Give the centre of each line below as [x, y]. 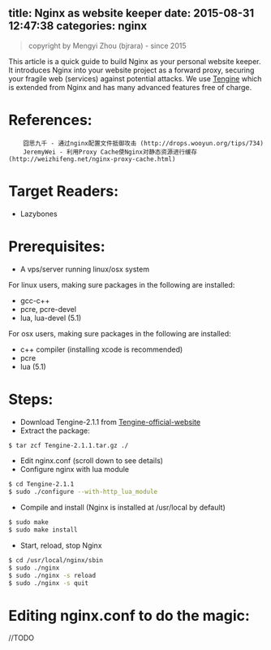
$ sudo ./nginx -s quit [49, 583]
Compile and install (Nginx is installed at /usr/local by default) [123, 508]
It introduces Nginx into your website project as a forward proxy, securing [131, 70]
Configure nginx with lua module [75, 470]
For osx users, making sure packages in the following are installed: [120, 333]
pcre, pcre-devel [48, 309]
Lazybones [39, 214]
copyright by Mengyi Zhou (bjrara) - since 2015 [107, 45]
